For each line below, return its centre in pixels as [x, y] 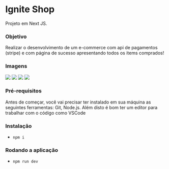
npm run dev [25, 162]
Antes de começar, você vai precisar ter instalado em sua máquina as [78, 102]
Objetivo [16, 37]
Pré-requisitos [23, 91]
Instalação [19, 126]
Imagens [16, 66]
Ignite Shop [30, 9]
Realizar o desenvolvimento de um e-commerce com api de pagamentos [81, 48]
